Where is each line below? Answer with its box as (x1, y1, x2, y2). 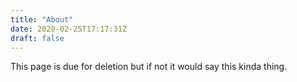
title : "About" (10, 14, 74, 25)
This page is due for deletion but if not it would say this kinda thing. (10, 61, 288, 73)
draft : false (10, 33, 65, 43)
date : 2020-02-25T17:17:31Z (10, 24, 128, 34)
